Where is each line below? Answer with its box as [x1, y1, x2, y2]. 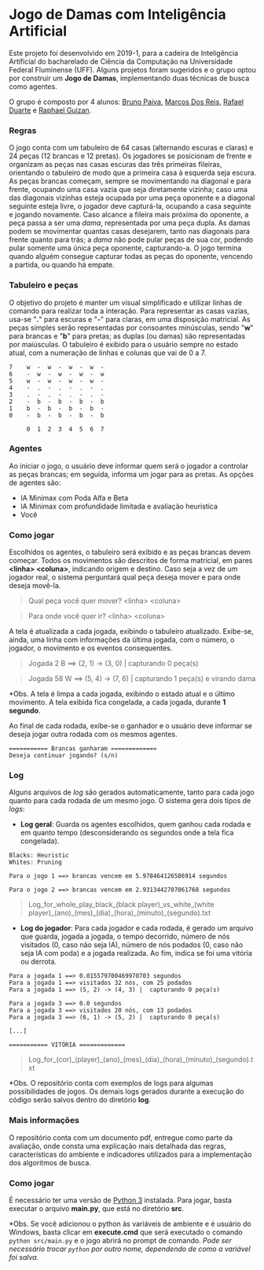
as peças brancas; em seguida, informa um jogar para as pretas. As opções [9, 469, 255, 479]
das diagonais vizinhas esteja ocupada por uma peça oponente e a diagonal [9, 193, 255, 202]
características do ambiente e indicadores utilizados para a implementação [9, 1150, 252, 1159]
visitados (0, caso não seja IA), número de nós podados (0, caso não [20, 940, 244, 950]
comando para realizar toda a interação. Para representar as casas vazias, [9, 305, 250, 316]
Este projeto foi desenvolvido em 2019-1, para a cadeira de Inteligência [9, 48, 239, 57]
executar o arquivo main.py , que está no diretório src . [9, 1204, 184, 1213]
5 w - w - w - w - [9, 376, 104, 385]
